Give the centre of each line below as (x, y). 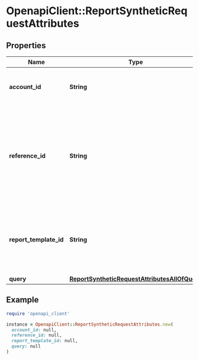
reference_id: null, (37, 335)
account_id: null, (34, 330)
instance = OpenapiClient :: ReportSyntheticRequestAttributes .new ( (90, 324)
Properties (26, 45)
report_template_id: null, (45, 341)
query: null (26, 346)
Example (23, 300)
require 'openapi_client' (38, 313)
